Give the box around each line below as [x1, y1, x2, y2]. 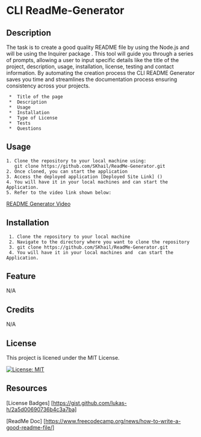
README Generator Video [6, 200, 71, 207]
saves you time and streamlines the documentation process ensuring [6, 76, 178, 83]
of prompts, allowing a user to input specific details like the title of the [6, 57, 179, 63]
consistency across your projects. [6, 82, 90, 89]
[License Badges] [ [6, 399, 54, 406]
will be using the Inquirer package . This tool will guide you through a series [6, 50, 194, 57]
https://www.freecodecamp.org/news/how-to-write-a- [45, 417, 181, 424]
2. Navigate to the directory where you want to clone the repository [8, 239, 190, 245]
